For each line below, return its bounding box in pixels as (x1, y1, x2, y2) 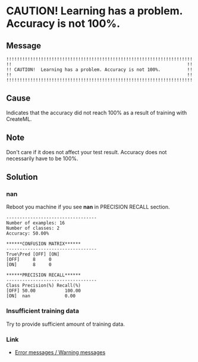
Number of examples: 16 (6, 220, 65, 226)
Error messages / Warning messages (14, 348, 106, 355)
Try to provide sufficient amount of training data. (6, 320, 125, 327)
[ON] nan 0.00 (6, 293, 76, 299)
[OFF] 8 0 (6, 257, 52, 263)
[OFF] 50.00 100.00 (6, 288, 81, 294)
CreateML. (6, 115, 32, 123)
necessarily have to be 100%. (6, 155, 78, 162)
